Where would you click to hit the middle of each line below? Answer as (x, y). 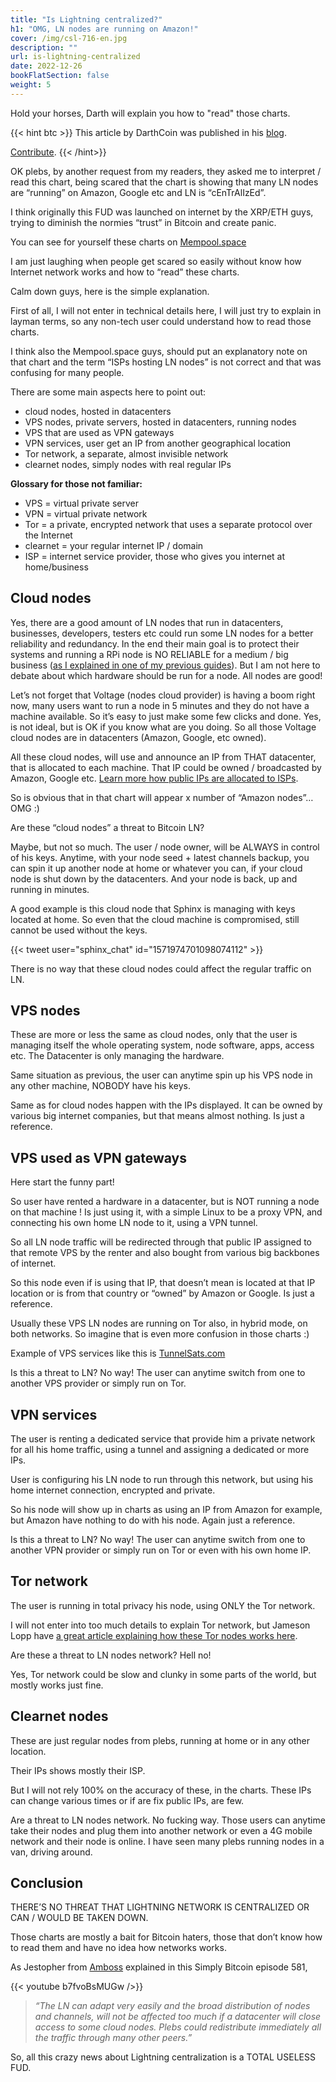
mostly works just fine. (57, 1685)
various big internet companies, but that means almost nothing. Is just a (157, 1116)
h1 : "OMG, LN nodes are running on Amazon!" (104, 29)
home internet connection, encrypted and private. (113, 1490)
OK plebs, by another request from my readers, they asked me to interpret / (166, 171)
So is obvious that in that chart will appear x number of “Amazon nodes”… (162, 797)
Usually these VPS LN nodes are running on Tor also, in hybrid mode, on (159, 1323)
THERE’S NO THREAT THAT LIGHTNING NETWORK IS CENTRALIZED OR (160, 1907)
